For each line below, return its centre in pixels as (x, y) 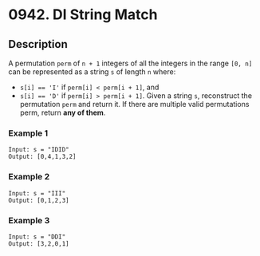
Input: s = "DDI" (37, 237)
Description (38, 44)
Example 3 (29, 220)
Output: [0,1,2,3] (39, 200)
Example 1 (28, 133)
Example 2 (29, 177)
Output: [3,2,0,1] (39, 244)
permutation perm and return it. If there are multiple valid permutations (134, 104)
